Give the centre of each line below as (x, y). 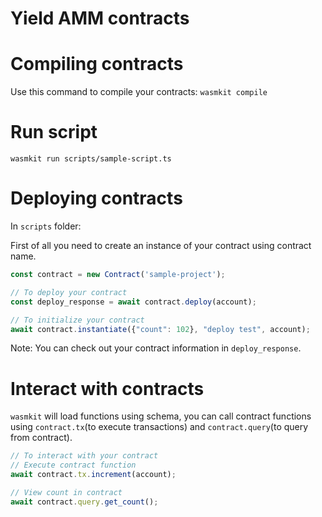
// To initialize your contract (77, 320)
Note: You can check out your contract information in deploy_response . (156, 348)
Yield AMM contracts (100, 18)
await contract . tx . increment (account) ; (93, 475)
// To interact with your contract (84, 456)
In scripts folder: (46, 226)
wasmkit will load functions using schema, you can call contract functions (161, 416)
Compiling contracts (97, 64)
